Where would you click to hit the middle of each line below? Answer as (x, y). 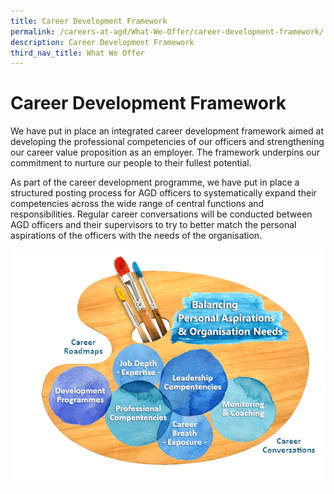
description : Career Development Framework (102, 42)
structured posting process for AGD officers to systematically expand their (163, 193)
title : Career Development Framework (89, 21)
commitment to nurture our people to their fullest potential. (131, 163)
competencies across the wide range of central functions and (137, 204)
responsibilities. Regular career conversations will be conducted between (161, 214)
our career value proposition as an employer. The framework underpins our (165, 152)
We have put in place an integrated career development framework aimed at (167, 131)
